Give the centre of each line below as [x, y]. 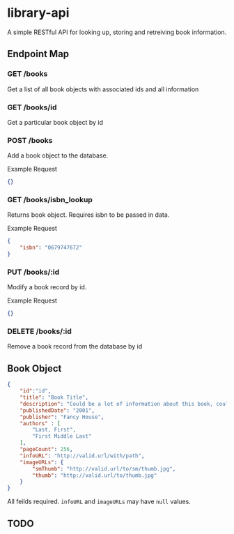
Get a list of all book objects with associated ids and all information [103, 89]
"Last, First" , [54, 430]
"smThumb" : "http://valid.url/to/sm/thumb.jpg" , [104, 468]
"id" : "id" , [36, 391]
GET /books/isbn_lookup [50, 200]
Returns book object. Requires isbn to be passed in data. [88, 215]
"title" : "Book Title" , [54, 398]
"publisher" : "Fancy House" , [62, 417]
